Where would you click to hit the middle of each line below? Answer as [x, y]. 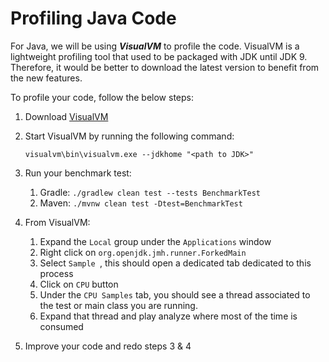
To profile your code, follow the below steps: [102, 97]
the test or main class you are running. [118, 305]
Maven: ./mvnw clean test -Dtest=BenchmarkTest [141, 203]
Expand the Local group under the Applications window [155, 241]
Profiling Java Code [93, 18]
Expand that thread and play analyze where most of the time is [168, 316]
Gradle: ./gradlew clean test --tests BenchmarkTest [150, 192]
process [56, 273]
